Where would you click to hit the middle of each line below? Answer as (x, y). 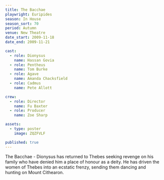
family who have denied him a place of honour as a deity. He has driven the (82, 162)
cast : (11, 51)
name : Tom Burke (31, 69)
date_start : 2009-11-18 (30, 38)
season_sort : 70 (22, 24)
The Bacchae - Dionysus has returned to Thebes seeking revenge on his (80, 156)
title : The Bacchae (25, 10)
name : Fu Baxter (31, 106)
